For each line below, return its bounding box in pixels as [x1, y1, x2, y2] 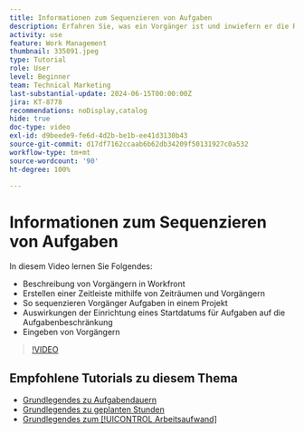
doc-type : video [9, 123, 71, 132]
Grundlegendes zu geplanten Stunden [22, 404, 165, 415]
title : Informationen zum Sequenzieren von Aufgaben [9, 13, 213, 23]
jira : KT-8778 [9, 97, 63, 107]
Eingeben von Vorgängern [22, 327, 120, 338]
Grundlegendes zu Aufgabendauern [22, 395, 157, 406]
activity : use [9, 30, 63, 39]
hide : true [9, 114, 51, 123]
